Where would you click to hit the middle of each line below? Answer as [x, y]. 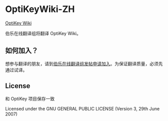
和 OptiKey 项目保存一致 [30, 98]
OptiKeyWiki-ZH [40, 9]
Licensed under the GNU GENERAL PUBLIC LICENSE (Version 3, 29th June [82, 108]
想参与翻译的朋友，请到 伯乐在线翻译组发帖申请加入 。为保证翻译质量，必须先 [84, 63]
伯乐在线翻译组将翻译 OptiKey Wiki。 [43, 33]
